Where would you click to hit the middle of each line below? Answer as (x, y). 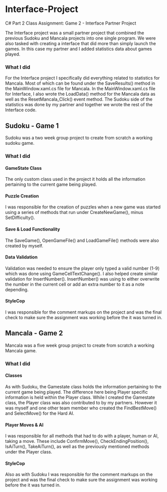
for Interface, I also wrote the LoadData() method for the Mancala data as (80, 94)
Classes (14, 376)
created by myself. (24, 245)
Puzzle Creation (22, 196)
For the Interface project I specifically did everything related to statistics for (83, 78)
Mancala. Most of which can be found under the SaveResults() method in (80, 83)
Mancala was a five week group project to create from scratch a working (80, 345)
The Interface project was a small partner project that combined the (75, 33)
